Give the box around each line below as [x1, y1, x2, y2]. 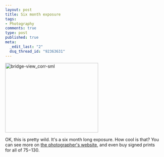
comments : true [5, 26, 37, 31]
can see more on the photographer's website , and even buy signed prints [5, 142, 155, 148]
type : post [5, 30, 28, 35]
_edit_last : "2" [9, 44, 43, 49]
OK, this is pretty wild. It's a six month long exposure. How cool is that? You [5, 136, 160, 142]
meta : [5, 40, 16, 45]
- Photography [5, 21, 35, 26]
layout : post [5, 7, 32, 12]
